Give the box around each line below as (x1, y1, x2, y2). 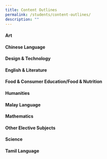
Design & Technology (5, 56, 51, 62)
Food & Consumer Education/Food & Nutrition (5, 79, 102, 85)
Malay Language (5, 101, 41, 108)
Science (5, 136, 23, 142)
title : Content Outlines (5, 7, 57, 13)
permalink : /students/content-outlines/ (5, 12, 91, 17)
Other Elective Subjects (5, 125, 56, 131)
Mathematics (5, 113, 34, 119)
